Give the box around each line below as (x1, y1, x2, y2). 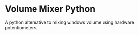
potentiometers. (5, 24, 37, 30)
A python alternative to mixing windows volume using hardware (5, 19, 134, 25)
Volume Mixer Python (5, 3, 96, 15)
